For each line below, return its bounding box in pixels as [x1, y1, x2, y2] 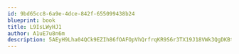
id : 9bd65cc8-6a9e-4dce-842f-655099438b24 [7, 10, 135, 18]
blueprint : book [7, 17, 55, 24]
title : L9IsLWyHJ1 [7, 23, 62, 30]
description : [7, 36, 46, 43]
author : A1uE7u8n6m [7, 29, 65, 37]
